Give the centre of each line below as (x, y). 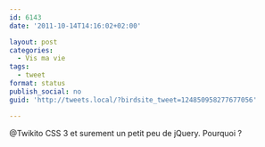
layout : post (33, 42)
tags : (19, 67)
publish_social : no (46, 91)
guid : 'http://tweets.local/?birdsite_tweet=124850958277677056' (133, 100)
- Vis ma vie (41, 59)
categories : (31, 50)
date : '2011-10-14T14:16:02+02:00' (75, 26)
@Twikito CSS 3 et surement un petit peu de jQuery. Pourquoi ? (126, 133)
